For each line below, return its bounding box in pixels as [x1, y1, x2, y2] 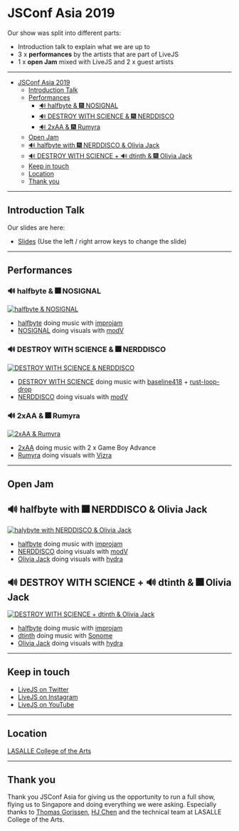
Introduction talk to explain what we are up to [17, 42, 151, 51]
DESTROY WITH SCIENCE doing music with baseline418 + [17, 377, 188, 386]
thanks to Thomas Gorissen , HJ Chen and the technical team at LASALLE [7, 807, 222, 817]
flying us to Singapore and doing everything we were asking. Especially [7, 800, 217, 809]
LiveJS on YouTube [17, 700, 75, 708]
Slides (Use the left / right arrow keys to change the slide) [17, 237, 187, 245]
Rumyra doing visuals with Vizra [17, 451, 112, 460]
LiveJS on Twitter [17, 685, 69, 693]
